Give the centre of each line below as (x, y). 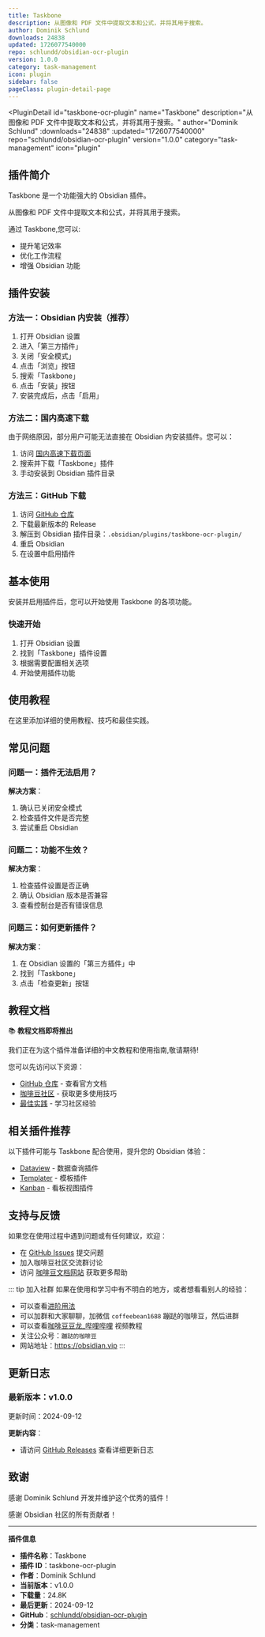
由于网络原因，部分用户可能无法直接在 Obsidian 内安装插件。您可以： (121, 437)
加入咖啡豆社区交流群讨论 (61, 1263)
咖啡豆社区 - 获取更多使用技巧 (68, 1094)
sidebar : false (33, 81)
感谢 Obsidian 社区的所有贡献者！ (63, 1514)
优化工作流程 (40, 256)
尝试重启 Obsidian (49, 828)
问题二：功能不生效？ (49, 850)
